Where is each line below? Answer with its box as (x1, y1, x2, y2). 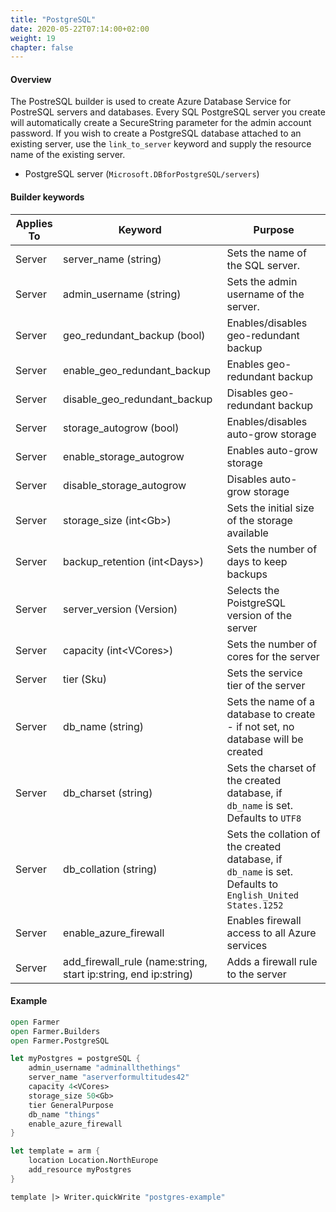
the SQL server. (226, 258, 301, 272)
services (226, 938, 268, 952)
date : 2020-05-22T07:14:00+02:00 (10, 24, 150, 34)
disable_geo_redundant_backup (63, 392, 213, 406)
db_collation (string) (63, 862, 158, 876)
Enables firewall (226, 913, 302, 927)
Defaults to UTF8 (226, 811, 302, 825)
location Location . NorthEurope (28, 1156, 159, 1166)
